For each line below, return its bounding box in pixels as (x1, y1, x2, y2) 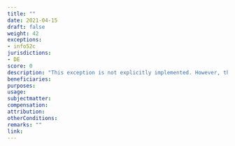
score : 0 (7, 62, 33, 69)
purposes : (7, 82, 36, 89)
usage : (7, 88, 27, 95)
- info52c (7, 43, 36, 50)
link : (7, 128, 23, 135)
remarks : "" (7, 121, 42, 128)
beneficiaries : (7, 75, 52, 83)
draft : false (7, 23, 45, 30)
